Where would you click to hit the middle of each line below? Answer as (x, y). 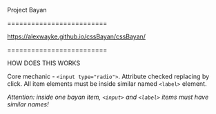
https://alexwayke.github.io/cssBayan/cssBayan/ (77, 36)
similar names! (28, 104)
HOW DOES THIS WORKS (44, 63)
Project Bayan (27, 10)
